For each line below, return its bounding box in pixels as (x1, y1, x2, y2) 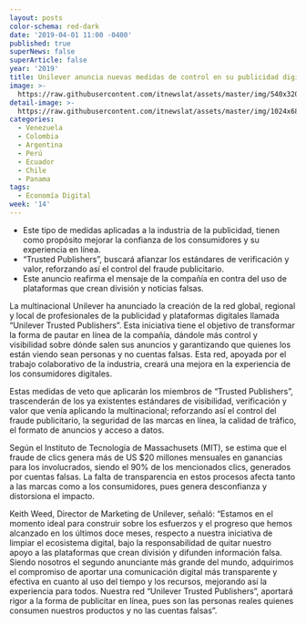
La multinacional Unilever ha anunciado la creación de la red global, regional (9, 300, 296, 311)
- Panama (17, 174, 51, 183)
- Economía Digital (17, 191, 92, 200)
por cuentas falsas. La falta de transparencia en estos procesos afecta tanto (9, 471, 296, 482)
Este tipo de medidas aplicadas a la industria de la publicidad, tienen (22, 224, 280, 235)
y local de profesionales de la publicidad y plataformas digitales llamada (9, 310, 280, 321)
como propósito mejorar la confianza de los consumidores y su (22, 234, 260, 245)
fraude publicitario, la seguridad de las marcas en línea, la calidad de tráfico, (9, 415, 297, 425)
